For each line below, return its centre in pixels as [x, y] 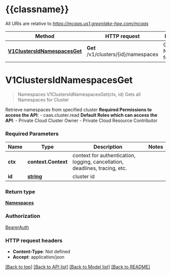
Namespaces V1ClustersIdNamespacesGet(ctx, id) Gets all [79, 94]
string [35, 177]
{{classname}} [37, 9]
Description [108, 147]
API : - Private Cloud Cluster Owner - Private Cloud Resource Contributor [81, 120]
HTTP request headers [34, 240]
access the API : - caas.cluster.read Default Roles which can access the [81, 115]
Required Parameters [32, 134]
